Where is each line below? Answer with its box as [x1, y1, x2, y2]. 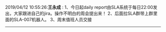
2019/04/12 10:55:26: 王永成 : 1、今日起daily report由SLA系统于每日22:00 [5, 4, 153, 10]
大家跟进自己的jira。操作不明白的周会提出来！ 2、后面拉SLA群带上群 [13, 10, 153, 16]
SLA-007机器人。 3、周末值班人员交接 [13, 17, 92, 22]
